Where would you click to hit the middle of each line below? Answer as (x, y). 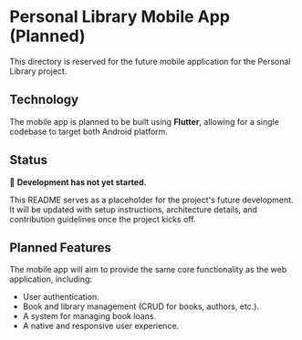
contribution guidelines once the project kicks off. (103, 219)
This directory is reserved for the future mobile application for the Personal (150, 61)
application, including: (51, 279)
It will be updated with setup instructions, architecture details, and (134, 209)
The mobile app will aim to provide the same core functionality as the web (148, 270)
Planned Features (61, 247)
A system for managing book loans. (89, 316)
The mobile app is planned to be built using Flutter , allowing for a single (145, 121)
